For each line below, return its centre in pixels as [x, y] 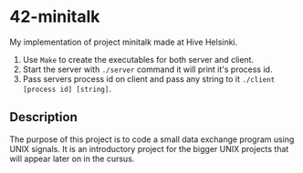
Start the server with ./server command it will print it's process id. [147, 69]
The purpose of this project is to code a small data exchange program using [152, 139]
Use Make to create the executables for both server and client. [138, 59]
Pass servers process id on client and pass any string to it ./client [149, 78]
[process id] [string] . [67, 88]
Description [43, 117]
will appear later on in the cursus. [72, 158]
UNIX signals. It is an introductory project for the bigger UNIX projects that [149, 148]
